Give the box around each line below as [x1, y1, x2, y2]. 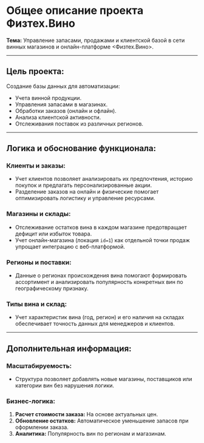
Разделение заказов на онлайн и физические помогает [15, 188, 159, 195]
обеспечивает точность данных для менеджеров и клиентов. [15, 320, 175, 328]
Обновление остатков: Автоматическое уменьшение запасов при [15, 417, 189, 425]
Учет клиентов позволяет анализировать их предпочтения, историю [15, 175, 193, 183]
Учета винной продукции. [15, 94, 82, 101]
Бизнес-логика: [6, 397, 56, 405]
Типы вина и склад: [6, 300, 67, 308]
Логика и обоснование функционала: [6, 143, 157, 154]
